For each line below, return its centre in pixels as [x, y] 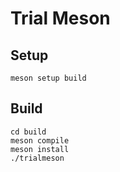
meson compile [40, 140]
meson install [40, 149]
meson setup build [48, 78]
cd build [28, 132]
